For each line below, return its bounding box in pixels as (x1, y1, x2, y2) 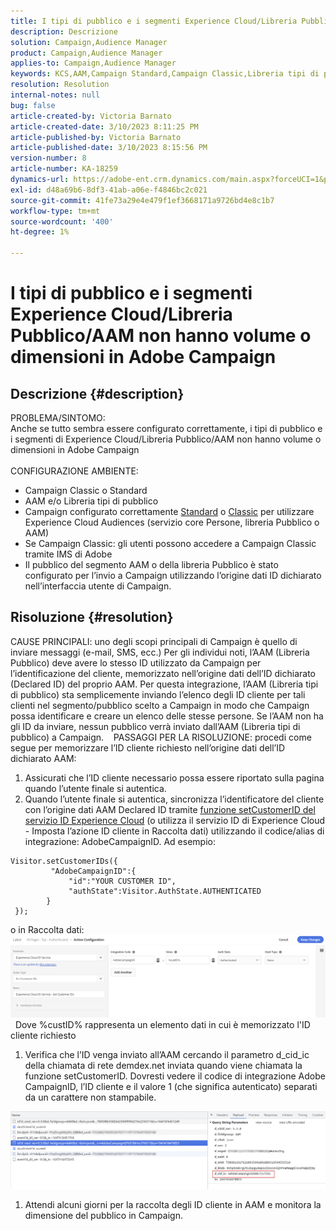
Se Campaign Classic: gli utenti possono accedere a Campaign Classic (24, 538, 317, 549)
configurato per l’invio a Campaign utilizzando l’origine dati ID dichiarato (24, 570, 322, 581)
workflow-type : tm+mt (10, 206, 101, 216)
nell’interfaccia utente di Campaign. (24, 580, 172, 592)
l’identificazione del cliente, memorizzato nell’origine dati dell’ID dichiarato (10, 667, 316, 679)
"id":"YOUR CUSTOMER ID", (68, 876, 177, 886)
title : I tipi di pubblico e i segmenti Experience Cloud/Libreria (10, 16, 298, 26)
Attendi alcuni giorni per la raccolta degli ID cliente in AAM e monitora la (24, 1198, 322, 1210)
